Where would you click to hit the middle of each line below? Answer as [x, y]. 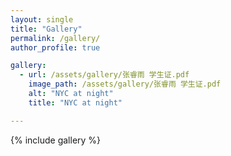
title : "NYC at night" [75, 102]
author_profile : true [55, 47]
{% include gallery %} [56, 140]
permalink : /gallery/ [55, 38]
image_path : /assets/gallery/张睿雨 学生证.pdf [125, 84]
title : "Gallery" [46, 29]
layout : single [42, 19]
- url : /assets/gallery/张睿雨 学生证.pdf [104, 75]
